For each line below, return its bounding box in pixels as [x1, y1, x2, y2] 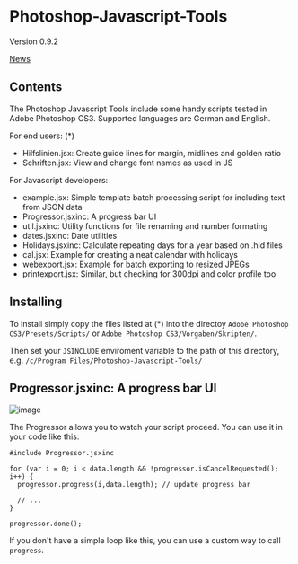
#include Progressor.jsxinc [9, 449, 115, 458]
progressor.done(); [9, 519, 83, 529]
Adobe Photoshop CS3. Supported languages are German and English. [9, 112, 271, 123]
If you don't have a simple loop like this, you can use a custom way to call [9, 535, 281, 546]
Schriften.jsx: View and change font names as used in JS [22, 157, 233, 168]
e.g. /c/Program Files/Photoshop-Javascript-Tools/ [9, 355, 203, 366]
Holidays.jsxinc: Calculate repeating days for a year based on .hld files [22, 240, 283, 251]
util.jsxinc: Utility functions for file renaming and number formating [22, 220, 268, 231]
